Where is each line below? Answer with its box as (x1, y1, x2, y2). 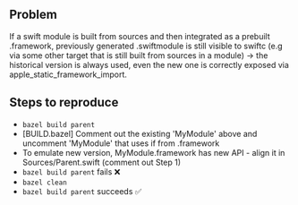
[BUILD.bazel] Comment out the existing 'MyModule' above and (21, 128, 258, 139)
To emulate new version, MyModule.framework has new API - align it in (21, 147, 285, 158)
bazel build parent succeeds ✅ (21, 185, 142, 196)
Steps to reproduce (9, 95, 119, 110)
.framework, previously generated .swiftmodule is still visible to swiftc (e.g (9, 40, 284, 51)
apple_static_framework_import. (9, 69, 128, 80)
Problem (9, 7, 58, 22)
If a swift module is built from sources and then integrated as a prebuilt (9, 30, 270, 41)
